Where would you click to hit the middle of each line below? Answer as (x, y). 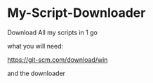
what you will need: (35, 46)
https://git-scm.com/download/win (58, 59)
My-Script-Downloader (76, 13)
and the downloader (36, 73)
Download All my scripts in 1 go (53, 32)
